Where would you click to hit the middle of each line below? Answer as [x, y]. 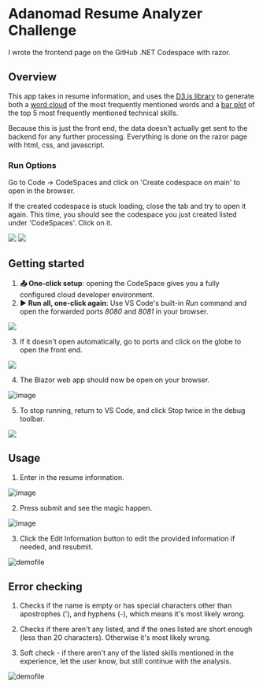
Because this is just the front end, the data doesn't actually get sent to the [128, 128]
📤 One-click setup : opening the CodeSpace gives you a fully [119, 283]
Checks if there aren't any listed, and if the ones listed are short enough [136, 629]
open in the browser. [42, 191]
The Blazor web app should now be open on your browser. [115, 380]
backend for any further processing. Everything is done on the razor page [128, 136]
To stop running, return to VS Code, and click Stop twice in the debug [132, 410]
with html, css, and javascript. [56, 145]
